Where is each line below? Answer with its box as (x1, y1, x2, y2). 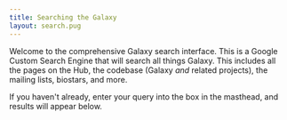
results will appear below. (9, 100, 102, 111)
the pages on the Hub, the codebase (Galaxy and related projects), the (9, 64, 268, 76)
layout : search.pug (9, 21, 82, 30)
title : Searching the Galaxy (9, 12, 117, 22)
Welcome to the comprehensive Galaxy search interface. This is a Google (9, 45, 278, 56)
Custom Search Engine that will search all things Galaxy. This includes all (9, 55, 276, 66)
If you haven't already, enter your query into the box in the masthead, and (9, 91, 279, 102)
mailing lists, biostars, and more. (9, 74, 128, 84)
